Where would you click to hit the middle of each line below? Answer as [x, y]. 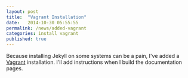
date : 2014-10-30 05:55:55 [42, 22]
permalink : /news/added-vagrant [46, 28]
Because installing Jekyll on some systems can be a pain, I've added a [93, 56]
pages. [15, 68]
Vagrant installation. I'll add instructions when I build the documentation [94, 62]
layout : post [22, 12]
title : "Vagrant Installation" [46, 17]
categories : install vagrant [42, 34]
